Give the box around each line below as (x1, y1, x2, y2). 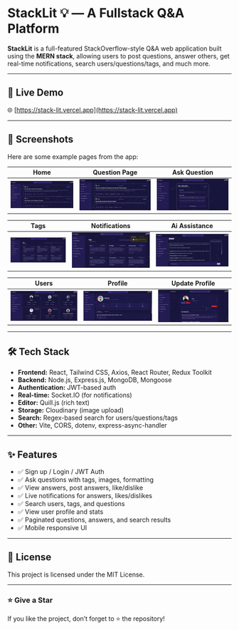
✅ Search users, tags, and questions (17, 499, 125, 507)
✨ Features (7, 448, 58, 460)
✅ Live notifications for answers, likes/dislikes (17, 491, 153, 500)
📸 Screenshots (7, 133, 74, 145)
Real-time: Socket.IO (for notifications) (17, 391, 133, 400)
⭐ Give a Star (7, 595, 53, 605)
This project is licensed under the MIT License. (7, 570, 145, 579)
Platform (7, 21, 60, 37)
